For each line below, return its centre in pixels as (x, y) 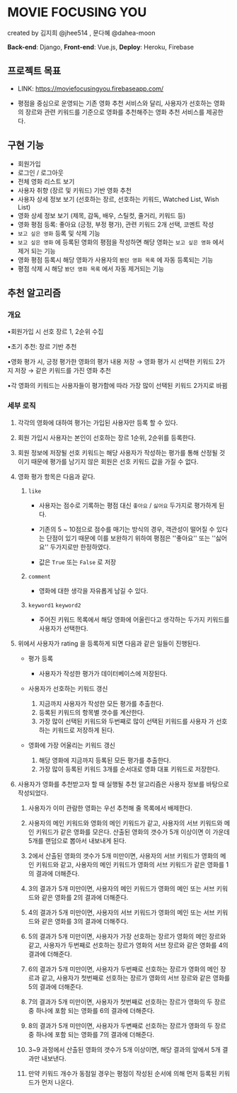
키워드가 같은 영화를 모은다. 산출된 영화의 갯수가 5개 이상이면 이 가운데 (133, 832)
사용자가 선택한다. (63, 628)
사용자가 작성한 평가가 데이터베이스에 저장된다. (103, 673)
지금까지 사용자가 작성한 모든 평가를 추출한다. (101, 703)
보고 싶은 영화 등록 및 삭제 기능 (59, 233)
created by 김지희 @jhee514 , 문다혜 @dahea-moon (81, 33)
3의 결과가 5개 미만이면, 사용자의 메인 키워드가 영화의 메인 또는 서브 (121, 888)
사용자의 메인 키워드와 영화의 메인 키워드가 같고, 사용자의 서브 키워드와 (125, 823)
